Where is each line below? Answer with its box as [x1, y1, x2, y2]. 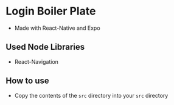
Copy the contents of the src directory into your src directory [14, 92, 169, 99]
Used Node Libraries [5, 42, 85, 52]
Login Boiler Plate [5, 4, 96, 18]
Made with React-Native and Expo [14, 24, 101, 32]
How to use [5, 76, 49, 86]
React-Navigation [14, 58, 59, 65]
